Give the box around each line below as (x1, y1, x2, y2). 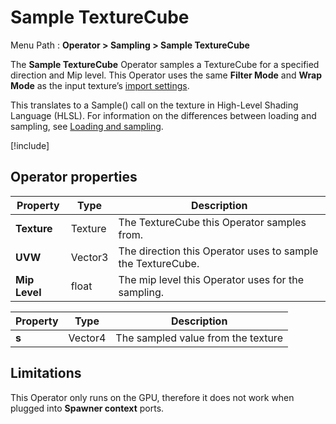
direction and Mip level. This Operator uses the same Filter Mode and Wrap (10, 69, 322, 81)
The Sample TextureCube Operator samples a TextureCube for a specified (10, 58, 320, 70)
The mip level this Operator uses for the (118, 272, 304, 286)
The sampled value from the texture (115, 331, 283, 345)
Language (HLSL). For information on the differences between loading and (10, 109, 317, 121)
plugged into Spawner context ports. (10, 402, 165, 414)
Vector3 (70, 250, 109, 264)
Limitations (10, 365, 82, 382)
